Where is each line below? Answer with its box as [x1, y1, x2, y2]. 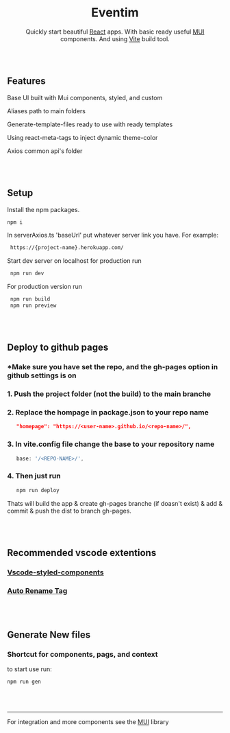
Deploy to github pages [7, 342, 109, 353]
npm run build [10, 296, 51, 303]
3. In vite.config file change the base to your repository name [7, 439, 215, 449]
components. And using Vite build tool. [60, 34, 170, 43]
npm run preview [10, 302, 57, 310]
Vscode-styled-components [7, 568, 104, 577]
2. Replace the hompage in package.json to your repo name [7, 408, 209, 417]
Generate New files [7, 629, 91, 640]
